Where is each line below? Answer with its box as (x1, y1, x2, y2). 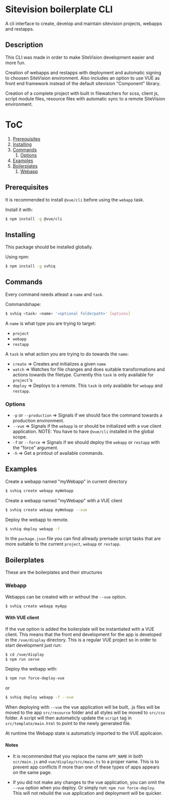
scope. (12, 434, 27, 440)
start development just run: (5, 642, 62, 648)
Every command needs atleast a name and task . (5, 291, 104, 297)
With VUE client (5, 614, 40, 621)
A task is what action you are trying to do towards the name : (5, 351, 129, 357)
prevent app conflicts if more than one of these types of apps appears (12, 764, 160, 770)
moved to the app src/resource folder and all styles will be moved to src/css (5, 710, 165, 716)
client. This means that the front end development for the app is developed (5, 631, 162, 637)
